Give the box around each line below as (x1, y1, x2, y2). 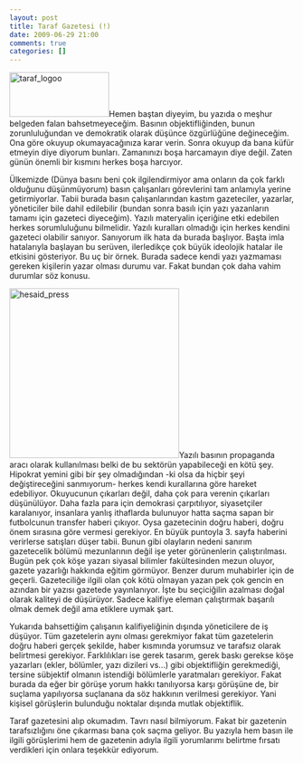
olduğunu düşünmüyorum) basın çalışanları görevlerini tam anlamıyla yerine (9, 184, 291, 195)
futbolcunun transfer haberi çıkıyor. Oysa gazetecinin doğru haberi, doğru (9, 517, 284, 528)
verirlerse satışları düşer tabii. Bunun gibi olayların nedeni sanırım (9, 536, 252, 548)
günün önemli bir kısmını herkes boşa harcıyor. (9, 157, 184, 167)
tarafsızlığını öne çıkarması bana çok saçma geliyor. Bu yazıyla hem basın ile (9, 725, 294, 736)
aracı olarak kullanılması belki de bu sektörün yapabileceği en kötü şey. (9, 459, 274, 471)
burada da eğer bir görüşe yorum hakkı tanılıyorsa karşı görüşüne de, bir (9, 679, 279, 690)
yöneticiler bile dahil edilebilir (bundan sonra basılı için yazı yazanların (9, 203, 270, 214)
